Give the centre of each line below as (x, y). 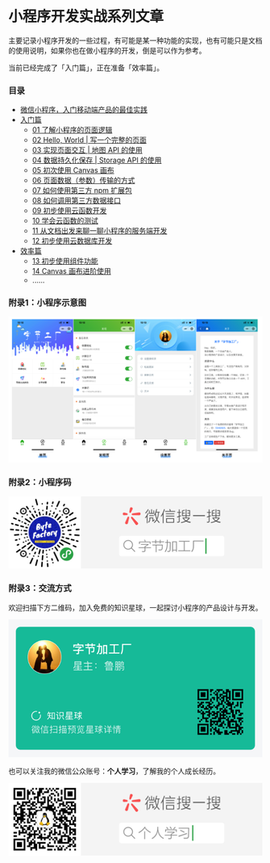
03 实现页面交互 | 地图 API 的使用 (87, 150)
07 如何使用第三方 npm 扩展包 (82, 191)
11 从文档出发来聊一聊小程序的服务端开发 (100, 231)
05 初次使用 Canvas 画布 (73, 170)
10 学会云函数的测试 (65, 221)
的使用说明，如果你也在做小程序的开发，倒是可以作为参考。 (107, 50)
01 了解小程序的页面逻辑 (72, 130)
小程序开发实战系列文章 (86, 17)
